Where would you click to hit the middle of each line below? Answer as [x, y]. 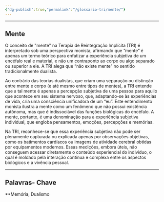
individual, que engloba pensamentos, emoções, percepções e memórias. [79, 122]
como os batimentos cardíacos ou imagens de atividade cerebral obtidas [78, 142]
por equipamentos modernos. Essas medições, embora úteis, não [71, 147]
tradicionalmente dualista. [31, 72]
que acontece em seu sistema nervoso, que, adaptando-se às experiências [81, 96]
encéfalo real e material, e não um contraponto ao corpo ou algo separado [80, 61]
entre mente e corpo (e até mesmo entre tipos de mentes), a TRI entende [79, 86]
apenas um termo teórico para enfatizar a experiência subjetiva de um [76, 56]
